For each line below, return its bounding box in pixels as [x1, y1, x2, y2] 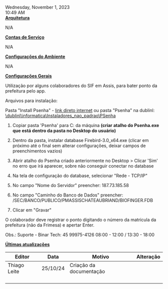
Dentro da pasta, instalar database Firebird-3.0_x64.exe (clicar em [12, 137, 149, 143]
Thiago [7, 262, 24, 268]
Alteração [136, 253, 160, 260]
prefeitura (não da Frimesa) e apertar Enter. [5, 222, 94, 228]
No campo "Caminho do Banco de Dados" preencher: [12, 192, 123, 198]
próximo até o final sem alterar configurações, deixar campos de [12, 142, 146, 148]
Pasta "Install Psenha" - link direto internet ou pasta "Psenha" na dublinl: [5, 107, 155, 113]
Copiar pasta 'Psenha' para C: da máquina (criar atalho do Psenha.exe [12, 122, 159, 128]
